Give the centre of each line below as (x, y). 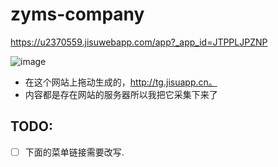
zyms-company (77, 14)
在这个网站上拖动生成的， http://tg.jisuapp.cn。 (121, 82)
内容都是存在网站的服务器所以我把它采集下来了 (121, 94)
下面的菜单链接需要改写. (74, 152)
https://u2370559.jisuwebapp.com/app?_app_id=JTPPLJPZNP (139, 42)
